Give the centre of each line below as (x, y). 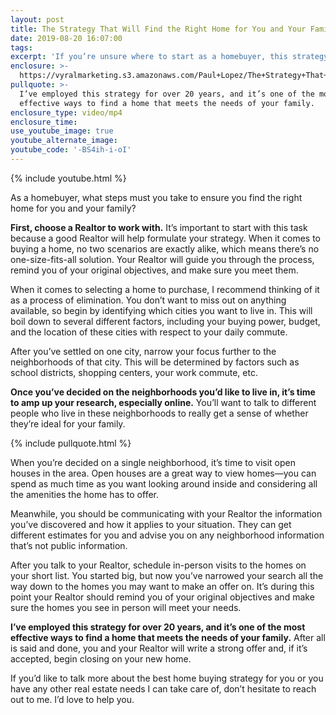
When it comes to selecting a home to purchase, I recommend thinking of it (165, 289)
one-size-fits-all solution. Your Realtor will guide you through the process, (162, 259)
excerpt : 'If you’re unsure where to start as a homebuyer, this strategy (169, 57)
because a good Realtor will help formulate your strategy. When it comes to (166, 238)
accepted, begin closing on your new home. (101, 658)
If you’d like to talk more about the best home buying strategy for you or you (167, 678)
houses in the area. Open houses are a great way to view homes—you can (163, 473)
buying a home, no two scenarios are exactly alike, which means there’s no (165, 248)
